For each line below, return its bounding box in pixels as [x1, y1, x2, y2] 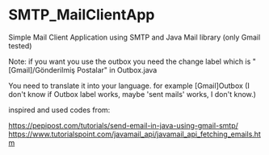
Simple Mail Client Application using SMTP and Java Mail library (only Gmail [8, 32, 261, 42]
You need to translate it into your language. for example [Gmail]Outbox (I [8, 81, 250, 90]
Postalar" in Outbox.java [76, 65, 158, 74]
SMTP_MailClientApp [8, 6, 155, 24]
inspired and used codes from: [8, 105, 111, 115]
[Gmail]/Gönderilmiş [8, 65, 75, 74]
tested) [8, 40, 32, 50]
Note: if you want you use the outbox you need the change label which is [8, 57, 251, 66]
